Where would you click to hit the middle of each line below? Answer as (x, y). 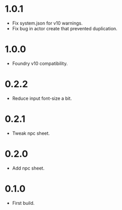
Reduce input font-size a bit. (42, 98)
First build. (23, 203)
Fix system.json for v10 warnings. (47, 23)
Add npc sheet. (28, 168)
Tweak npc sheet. (31, 133)
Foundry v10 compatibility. (40, 63)
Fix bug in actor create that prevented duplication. (65, 28)
